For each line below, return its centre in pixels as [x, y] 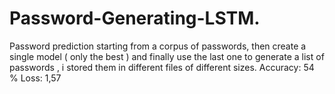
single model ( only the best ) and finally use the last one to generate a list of [167, 56]
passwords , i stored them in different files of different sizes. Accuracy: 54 [162, 67]
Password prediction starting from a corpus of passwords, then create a [158, 46]
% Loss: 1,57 [35, 78]
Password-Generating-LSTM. [135, 18]
